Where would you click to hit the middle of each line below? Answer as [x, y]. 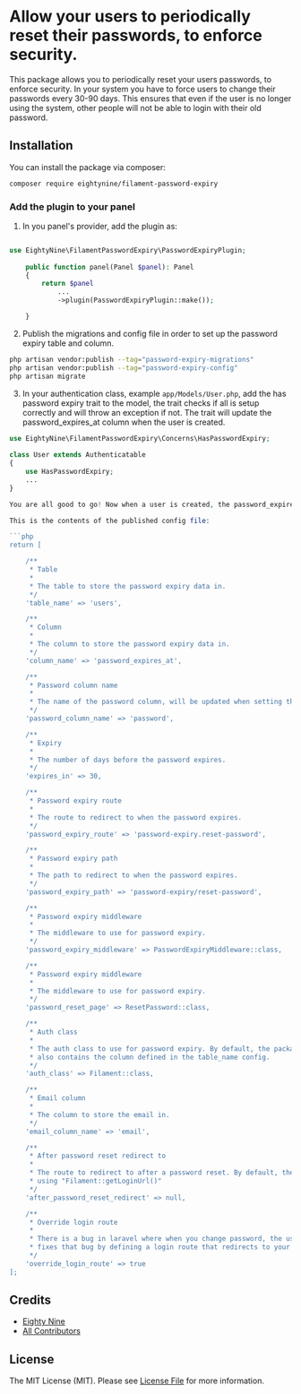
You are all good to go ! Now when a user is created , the [120, 504]
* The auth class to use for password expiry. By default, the [150, 1049]
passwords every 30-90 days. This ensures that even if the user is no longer [150, 98]
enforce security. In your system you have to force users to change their [142, 89]
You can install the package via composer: [87, 167]
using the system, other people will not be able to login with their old [135, 108]
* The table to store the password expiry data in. [128, 586]
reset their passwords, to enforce [136, 35]
